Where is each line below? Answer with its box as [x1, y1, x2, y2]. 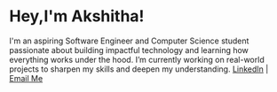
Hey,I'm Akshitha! [9, 6, 145, 27]
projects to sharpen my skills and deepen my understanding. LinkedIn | [9, 64, 269, 74]
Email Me [9, 73, 44, 83]
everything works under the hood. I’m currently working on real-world [9, 54, 265, 65]
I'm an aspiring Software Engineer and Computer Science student [9, 35, 249, 46]
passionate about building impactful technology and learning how [9, 44, 249, 55]
